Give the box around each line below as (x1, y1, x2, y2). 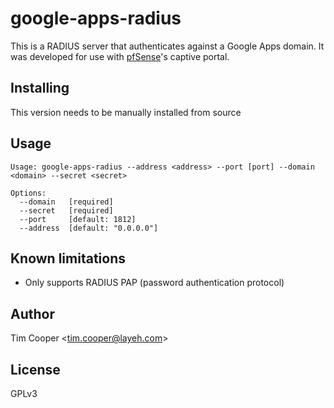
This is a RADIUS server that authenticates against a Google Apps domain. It (10, 40, 325, 52)
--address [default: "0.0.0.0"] (19, 223, 159, 233)
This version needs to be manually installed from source (10, 106, 242, 118)
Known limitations (10, 250, 126, 267)
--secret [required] (19, 205, 114, 216)
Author (10, 305, 55, 322)
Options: (10, 188, 47, 198)
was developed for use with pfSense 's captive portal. (10, 50, 230, 62)
